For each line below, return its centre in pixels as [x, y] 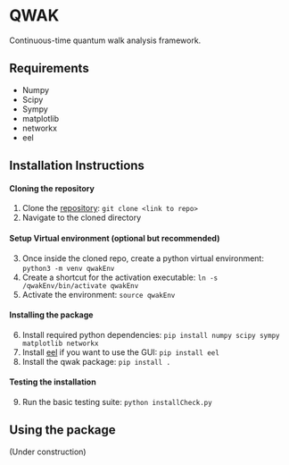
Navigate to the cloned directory [82, 218]
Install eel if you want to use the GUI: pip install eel [121, 352]
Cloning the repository [52, 188]
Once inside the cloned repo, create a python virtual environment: [143, 258]
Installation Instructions [77, 166]
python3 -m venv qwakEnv [68, 268]
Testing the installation [53, 382]
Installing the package [51, 315]
